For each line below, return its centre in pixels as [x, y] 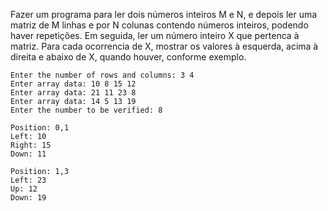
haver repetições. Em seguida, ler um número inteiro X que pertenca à [155, 35]
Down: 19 [28, 198]
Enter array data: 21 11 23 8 [73, 93]
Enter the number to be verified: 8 [86, 110]
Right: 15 [31, 145]
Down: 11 [28, 154]
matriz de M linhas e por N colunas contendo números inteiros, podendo [159, 25]
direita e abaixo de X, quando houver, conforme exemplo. [128, 57]
